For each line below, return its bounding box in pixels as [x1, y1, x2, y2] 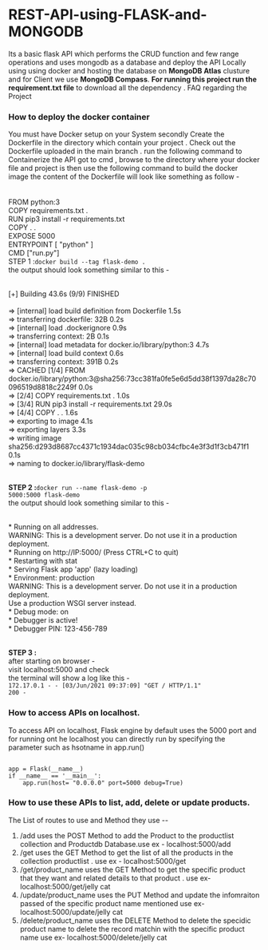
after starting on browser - [8, 656, 96, 666]
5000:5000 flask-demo [8, 491, 81, 500]
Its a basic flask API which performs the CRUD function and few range [8, 49, 239, 58]
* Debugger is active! [8, 616, 78, 625]
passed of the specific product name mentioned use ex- [19, 898, 205, 908]
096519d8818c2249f [8, 382, 77, 392]
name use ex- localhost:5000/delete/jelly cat [19, 932, 167, 942]
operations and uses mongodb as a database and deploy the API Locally [8, 57, 246, 67]
